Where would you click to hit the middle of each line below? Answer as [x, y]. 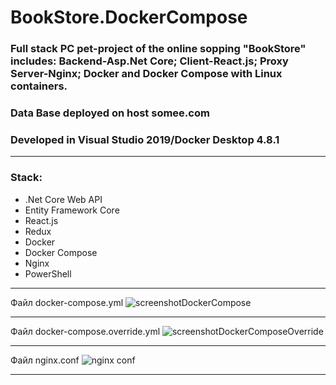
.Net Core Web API [63, 199]
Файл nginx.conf [45, 360]
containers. [39, 86]
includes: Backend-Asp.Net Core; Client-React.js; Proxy [149, 61]
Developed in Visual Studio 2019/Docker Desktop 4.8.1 [145, 139]
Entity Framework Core [72, 210]
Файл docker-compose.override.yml [85, 331]
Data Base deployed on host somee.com [110, 113]
